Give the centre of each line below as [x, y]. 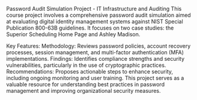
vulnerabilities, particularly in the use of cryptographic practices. [86, 65]
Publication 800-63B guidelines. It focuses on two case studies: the [90, 28]
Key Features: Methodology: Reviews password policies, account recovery [98, 46]
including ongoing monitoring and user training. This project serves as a [95, 78]
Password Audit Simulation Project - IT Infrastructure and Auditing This [94, 9]
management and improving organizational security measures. [83, 91]
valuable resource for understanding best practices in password [86, 84]
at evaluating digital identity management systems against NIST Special [95, 21]
